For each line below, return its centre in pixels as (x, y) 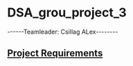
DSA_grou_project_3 (67, 13)
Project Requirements (55, 53)
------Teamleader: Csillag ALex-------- (63, 32)
